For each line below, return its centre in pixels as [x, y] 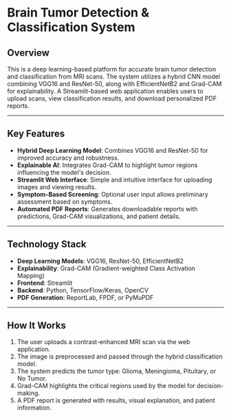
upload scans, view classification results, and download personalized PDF [112, 98]
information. [34, 408]
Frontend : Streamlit [45, 283]
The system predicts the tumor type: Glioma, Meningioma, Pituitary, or [117, 371]
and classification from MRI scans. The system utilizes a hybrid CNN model [114, 76]
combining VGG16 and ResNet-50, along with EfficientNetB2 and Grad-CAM [114, 84]
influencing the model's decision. [64, 172]
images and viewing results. [57, 186]
